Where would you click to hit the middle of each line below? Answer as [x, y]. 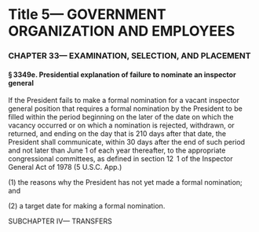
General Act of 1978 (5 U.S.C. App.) [65, 168]
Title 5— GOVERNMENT [87, 15]
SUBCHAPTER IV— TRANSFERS [60, 221]
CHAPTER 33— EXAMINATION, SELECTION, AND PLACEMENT [129, 56]
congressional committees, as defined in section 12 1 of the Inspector [120, 159]
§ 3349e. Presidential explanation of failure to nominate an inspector [122, 74]
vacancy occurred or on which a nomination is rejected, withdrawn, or [122, 125]
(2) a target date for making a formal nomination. [87, 206]
